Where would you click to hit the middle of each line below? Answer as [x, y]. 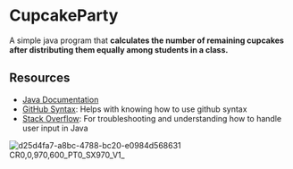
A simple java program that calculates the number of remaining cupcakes [146, 40]
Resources [40, 78]
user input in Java [55, 128]
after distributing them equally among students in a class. [119, 49]
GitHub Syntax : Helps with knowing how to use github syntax [134, 109]
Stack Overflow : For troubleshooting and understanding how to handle [152, 118]
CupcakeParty [64, 16]
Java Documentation [60, 99]
